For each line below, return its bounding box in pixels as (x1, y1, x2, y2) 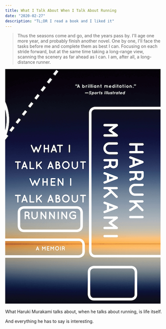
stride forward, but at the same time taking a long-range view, (17, 49, 144, 55)
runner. (36, 59, 51, 65)
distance (17, 59, 36, 65)
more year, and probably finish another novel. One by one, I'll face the (17, 38, 161, 44)
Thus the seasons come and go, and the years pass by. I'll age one (17, 33, 155, 39)
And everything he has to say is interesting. (5, 319, 94, 325)
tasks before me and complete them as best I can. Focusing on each (17, 43, 158, 49)
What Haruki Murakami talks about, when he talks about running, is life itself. (5, 309, 162, 315)
